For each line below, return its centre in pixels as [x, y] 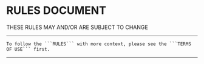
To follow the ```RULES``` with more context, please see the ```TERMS [99, 44]
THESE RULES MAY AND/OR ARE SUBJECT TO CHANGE [77, 27]
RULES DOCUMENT [56, 11]
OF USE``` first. [28, 49]
